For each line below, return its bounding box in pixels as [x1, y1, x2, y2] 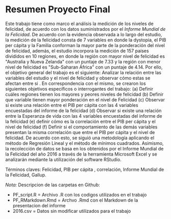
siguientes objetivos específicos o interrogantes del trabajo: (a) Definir [5, 85, 154, 92]
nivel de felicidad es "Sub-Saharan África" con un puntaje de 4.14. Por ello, [5, 64, 163, 70]
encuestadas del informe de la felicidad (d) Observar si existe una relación [5, 107, 162, 114]
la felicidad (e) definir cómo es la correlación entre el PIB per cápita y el [5, 118, 156, 124]
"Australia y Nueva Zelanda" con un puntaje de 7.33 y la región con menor [5, 58, 161, 64]
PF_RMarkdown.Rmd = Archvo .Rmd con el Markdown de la [12, 197, 138, 203]
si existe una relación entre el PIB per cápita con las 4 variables [5, 102, 139, 108]
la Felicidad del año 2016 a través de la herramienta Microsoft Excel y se [5, 151, 157, 157]
